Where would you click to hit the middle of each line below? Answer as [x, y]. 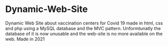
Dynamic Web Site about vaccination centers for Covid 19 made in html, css [84, 23]
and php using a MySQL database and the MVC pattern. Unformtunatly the [83, 28]
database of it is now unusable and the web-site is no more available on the [84, 33]
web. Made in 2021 [25, 39]
